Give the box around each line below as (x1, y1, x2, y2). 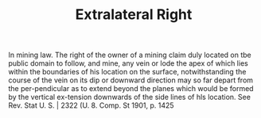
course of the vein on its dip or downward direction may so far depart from (8, 75, 253, 85)
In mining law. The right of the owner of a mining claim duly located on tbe (8, 50, 252, 60)
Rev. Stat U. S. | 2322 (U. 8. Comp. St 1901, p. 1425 (8, 101, 174, 110)
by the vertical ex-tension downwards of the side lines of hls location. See (8, 93, 251, 102)
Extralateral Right (75, 6, 193, 24)
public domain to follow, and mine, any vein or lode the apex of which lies (8, 59, 248, 68)
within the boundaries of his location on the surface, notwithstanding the (8, 67, 247, 77)
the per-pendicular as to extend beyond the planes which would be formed (8, 84, 254, 93)
